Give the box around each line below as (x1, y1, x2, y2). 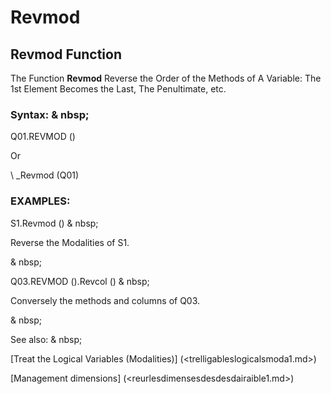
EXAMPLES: (10, 194, 71, 208)
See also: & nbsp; (10, 333, 83, 345)
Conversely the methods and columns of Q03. (10, 294, 201, 306)
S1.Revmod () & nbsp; (10, 217, 99, 229)
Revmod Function (10, 46, 122, 63)
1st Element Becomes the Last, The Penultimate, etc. (10, 83, 227, 95)
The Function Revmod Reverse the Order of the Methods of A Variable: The (10, 72, 322, 84)
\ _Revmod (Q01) (10, 169, 80, 181)
